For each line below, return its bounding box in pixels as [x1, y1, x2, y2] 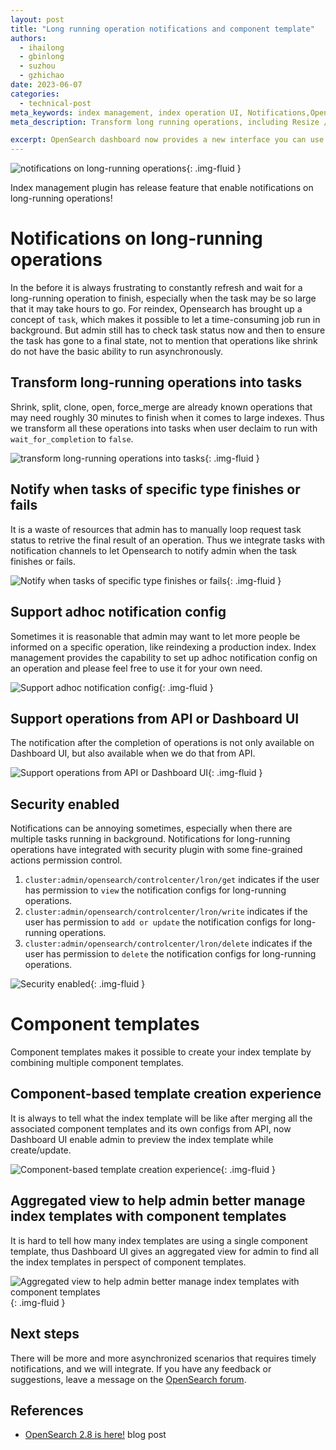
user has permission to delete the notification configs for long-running [24, 948, 317, 960]
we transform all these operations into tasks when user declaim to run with [10, 422, 318, 434]
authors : [10, 33, 47, 43]
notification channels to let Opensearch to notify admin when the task [10, 544, 298, 556]
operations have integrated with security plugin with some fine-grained [10, 844, 303, 856]
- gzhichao [19, 71, 65, 81]
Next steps [10, 1326, 80, 1343]
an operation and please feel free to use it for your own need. [10, 662, 263, 674]
